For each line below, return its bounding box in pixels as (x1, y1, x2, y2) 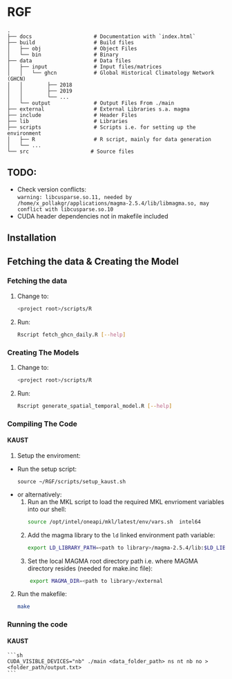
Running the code (7, 620, 68, 629)
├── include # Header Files (7, 111, 137, 118)
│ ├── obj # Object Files (7, 45, 137, 52)
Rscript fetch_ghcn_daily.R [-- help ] (17, 331, 126, 338)
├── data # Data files (7, 57, 131, 64)
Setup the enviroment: (17, 451, 81, 460)
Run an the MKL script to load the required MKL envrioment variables (27, 497, 224, 505)
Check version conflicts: (17, 185, 86, 194)
